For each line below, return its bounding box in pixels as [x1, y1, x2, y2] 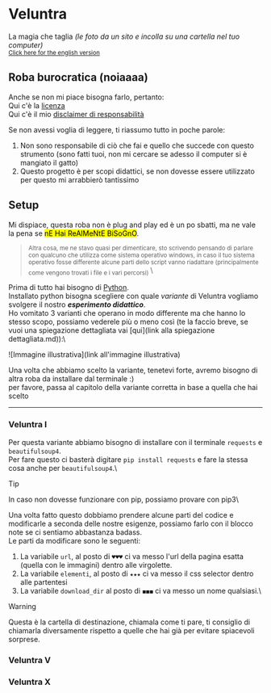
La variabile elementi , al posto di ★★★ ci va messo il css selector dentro [19, 569, 254, 578]
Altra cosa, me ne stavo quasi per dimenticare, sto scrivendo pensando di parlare [27, 244, 254, 252]
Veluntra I [8, 419, 48, 430]
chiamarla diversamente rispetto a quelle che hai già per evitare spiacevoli [8, 625, 256, 635]
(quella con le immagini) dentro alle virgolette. [19, 560, 173, 569]
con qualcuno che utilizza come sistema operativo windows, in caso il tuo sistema [27, 251, 256, 259]
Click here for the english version [8, 48, 101, 57]
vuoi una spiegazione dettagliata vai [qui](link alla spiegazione [8, 325, 215, 335]
